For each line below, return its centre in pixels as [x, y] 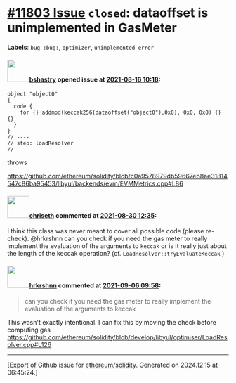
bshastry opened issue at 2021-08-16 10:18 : [95, 79]
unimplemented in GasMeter [92, 28]
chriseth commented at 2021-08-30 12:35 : [93, 215]
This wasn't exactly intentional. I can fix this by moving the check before [112, 322]
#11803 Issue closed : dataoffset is [108, 13]
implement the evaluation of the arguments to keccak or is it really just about [117, 246]
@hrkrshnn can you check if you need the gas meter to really [119, 239]
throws [17, 162]
